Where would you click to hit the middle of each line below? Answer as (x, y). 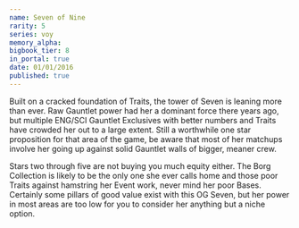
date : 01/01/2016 (42, 68)
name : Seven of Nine (48, 17)
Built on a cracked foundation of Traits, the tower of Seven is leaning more (146, 101)
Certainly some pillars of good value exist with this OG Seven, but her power (149, 194)
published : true (39, 76)
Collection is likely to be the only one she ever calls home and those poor (144, 175)
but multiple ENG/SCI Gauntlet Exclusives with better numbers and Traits (143, 120)
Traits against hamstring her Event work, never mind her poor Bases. (135, 185)
